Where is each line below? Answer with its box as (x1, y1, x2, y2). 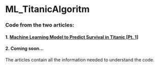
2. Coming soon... (5, 45, 44, 51)
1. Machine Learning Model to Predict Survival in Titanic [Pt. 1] (5, 34, 139, 40)
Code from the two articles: (5, 22, 75, 29)
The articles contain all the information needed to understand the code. (5, 56, 154, 62)
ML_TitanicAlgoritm (5, 4, 90, 15)
